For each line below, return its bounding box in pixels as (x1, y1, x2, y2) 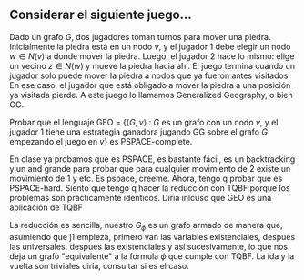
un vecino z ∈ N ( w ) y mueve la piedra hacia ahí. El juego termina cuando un (9, 60, 296, 71)
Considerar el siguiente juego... (9, 7, 193, 23)
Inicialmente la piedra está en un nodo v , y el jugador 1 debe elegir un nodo (9, 41, 291, 52)
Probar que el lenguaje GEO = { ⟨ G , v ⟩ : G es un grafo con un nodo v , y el (9, 116, 279, 127)
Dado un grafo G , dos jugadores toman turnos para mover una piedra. (9, 31, 271, 42)
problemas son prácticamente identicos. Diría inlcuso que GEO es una (9, 192, 272, 203)
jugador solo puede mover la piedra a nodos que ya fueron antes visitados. (9, 70, 291, 81)
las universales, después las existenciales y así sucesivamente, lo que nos (9, 241, 289, 252)
